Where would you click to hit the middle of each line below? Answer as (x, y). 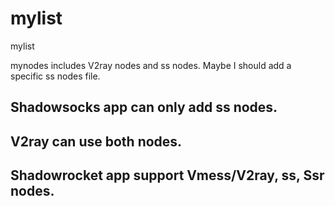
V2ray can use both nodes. (96, 141)
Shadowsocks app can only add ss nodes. (144, 107)
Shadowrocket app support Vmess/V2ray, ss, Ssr (167, 175)
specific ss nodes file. (55, 76)
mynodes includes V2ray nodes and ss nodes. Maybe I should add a (151, 65)
